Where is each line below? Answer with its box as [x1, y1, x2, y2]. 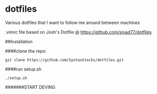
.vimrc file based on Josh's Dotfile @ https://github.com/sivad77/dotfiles [5, 29, 152, 35]
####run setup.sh [5, 66, 42, 72]
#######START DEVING [5, 84, 55, 90]
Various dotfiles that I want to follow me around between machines [5, 20, 140, 25]
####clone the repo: [5, 48, 47, 54]
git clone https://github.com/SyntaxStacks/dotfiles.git [5, 57, 124, 62]
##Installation [5, 38, 33, 45]
